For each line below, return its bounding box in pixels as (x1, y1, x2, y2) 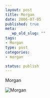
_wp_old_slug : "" (9, 31, 46, 36)
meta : (5, 26, 16, 31)
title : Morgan (5, 12, 35, 17)
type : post (5, 45, 28, 50)
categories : (5, 50, 30, 55)
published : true (5, 21, 39, 27)
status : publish (5, 64, 39, 69)
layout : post (5, 7, 32, 13)
